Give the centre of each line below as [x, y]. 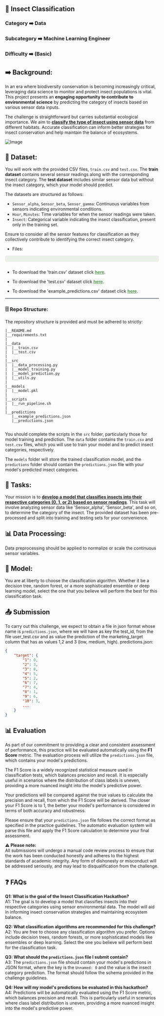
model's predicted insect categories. [42, 470]
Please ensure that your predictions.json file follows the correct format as [80, 820]
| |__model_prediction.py [32, 374]
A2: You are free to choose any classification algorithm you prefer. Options [80, 932]
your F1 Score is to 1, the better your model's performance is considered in [80, 805]
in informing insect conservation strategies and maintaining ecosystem [76, 912]
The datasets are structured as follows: [44, 194]
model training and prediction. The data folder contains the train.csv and [79, 440]
